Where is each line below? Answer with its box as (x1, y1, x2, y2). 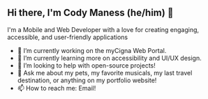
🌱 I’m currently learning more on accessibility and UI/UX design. (17, 54, 202, 62)
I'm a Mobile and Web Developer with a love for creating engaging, (7, 25, 200, 33)
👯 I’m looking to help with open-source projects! (17, 61, 156, 70)
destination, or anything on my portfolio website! (17, 76, 157, 84)
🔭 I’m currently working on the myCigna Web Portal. (17, 46, 167, 54)
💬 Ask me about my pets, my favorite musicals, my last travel (17, 68, 193, 77)
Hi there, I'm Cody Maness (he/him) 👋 (7, 7, 174, 19)
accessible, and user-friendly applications (7, 33, 128, 41)
